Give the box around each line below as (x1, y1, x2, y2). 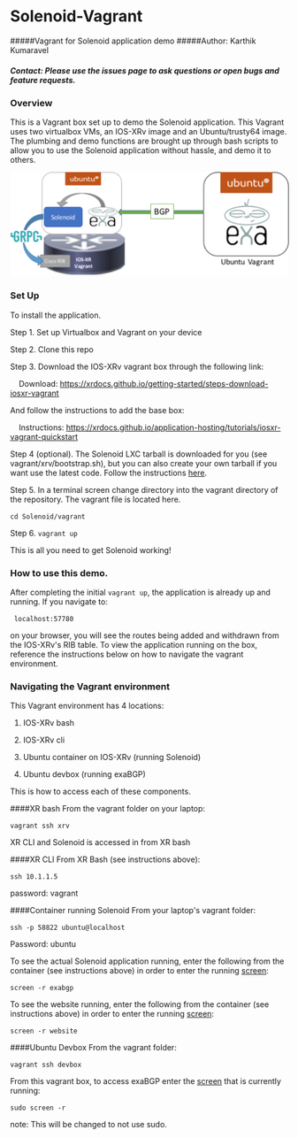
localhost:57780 (13, 615, 74, 624)
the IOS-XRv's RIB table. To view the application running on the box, (10, 640, 258, 650)
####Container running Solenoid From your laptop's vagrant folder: (10, 905, 256, 916)
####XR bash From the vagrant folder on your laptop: (10, 804, 206, 814)
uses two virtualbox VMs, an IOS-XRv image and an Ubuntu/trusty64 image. (10, 127, 287, 137)
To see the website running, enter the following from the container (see (10, 999, 270, 1010)
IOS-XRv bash (22, 718, 74, 728)
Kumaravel (10, 44, 50, 55)
